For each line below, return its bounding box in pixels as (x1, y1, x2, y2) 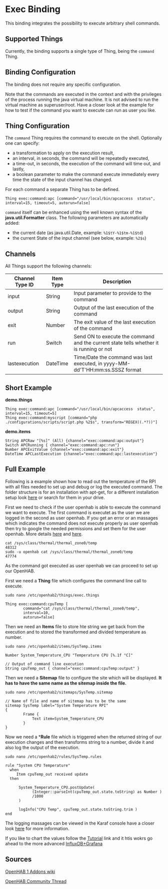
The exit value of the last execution (73, 319, 156, 326)
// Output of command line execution (5, 661, 84, 666)
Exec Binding (5, 4, 61, 15)
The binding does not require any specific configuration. (5, 81, 121, 87)
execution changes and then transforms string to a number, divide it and (5, 739, 154, 745)
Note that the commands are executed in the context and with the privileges (5, 91, 161, 97)
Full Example (5, 465, 46, 473)
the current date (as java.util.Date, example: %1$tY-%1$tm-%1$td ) (12, 230, 143, 236)
